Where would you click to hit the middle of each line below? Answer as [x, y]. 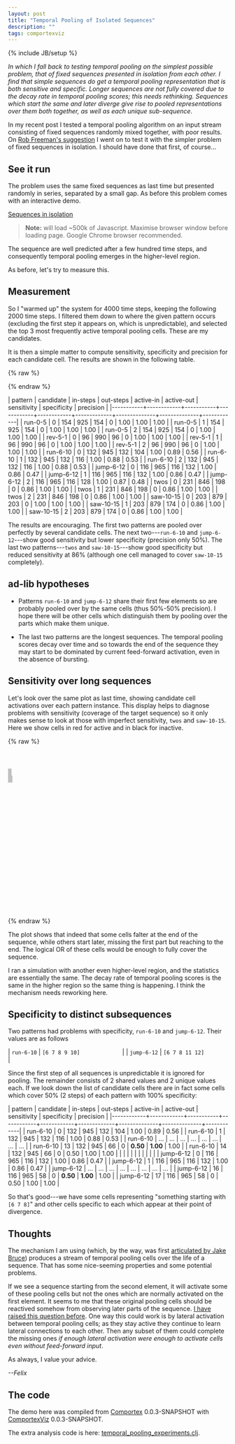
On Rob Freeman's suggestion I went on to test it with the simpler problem [115, 140]
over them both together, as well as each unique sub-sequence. [100, 111]
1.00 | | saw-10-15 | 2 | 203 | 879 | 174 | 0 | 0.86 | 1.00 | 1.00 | [95, 511]
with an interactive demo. [44, 201]
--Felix [17, 1373]
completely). [26, 562]
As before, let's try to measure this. [59, 270]
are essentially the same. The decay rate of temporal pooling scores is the [115, 978]
